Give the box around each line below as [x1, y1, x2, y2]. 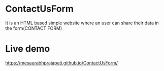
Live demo [5, 43, 50, 55]
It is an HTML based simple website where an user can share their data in [5, 20, 159, 26]
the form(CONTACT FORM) [5, 25, 62, 31]
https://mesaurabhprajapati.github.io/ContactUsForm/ [5, 59, 118, 66]
